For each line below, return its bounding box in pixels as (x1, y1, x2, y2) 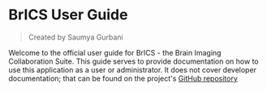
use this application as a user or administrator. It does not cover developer (8, 64, 257, 74)
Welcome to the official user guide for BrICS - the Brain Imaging (8, 48, 222, 57)
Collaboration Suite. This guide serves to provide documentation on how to (8, 56, 259, 66)
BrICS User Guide (8, 6, 128, 24)
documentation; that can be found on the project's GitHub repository (8, 73, 238, 83)
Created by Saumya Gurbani (28, 32, 123, 42)
